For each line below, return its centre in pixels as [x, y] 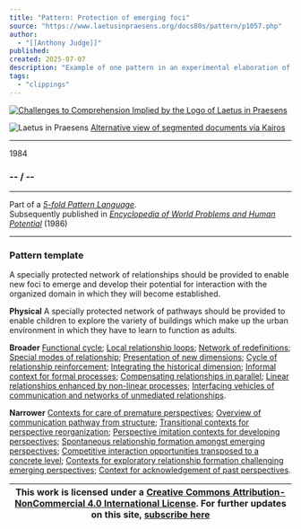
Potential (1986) [39, 223]
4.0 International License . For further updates [187, 504]
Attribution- [259, 492]
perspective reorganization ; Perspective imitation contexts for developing [145, 432]
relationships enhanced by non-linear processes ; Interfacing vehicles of [142, 386]
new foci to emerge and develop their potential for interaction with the [138, 285]
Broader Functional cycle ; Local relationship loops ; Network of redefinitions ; [150, 348]
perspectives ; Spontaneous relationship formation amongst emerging [138, 442]
